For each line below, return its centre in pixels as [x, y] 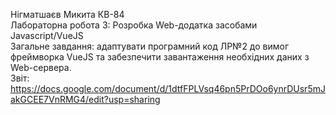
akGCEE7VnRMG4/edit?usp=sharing [85, 99]
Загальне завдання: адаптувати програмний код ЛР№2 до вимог [150, 46]
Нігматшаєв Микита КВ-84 [67, 14]
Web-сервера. [41, 67]
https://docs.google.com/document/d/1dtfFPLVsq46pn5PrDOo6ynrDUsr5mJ [168, 88]
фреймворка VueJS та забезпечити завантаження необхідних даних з [160, 57]
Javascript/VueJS [47, 35]
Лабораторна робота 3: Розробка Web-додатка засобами [134, 25]
